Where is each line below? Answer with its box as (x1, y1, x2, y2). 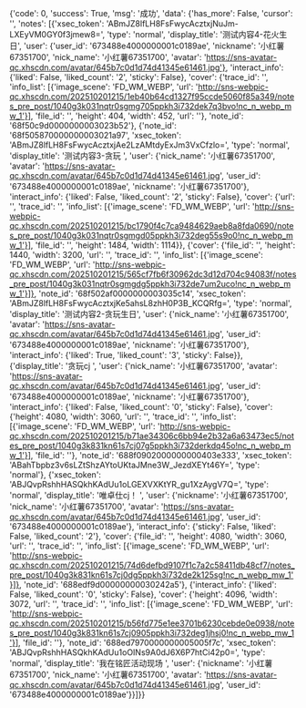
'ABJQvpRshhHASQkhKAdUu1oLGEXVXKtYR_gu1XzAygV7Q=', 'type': (9, 479, 269, 489)
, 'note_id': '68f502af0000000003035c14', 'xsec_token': (34, 288, 246, 299)
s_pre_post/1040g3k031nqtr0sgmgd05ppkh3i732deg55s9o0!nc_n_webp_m (9, 231, 294, 241)
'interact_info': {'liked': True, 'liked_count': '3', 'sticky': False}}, (9, 350, 243, 360)
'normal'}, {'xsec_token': (9, 469, 102, 480)
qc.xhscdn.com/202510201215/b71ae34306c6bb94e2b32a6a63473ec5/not (9, 431, 294, 441)
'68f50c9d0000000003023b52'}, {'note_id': (9, 120, 178, 130)
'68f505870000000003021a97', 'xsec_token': (9, 130, 182, 140)
